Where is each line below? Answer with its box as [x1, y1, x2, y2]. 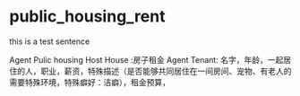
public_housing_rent [9, 6, 166, 27]
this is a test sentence [9, 36, 90, 47]
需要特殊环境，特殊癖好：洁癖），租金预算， [9, 76, 170, 87]
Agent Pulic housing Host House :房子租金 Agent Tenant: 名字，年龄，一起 [9, 54, 284, 65]
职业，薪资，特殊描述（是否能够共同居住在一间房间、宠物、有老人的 [39, 65, 292, 76]
